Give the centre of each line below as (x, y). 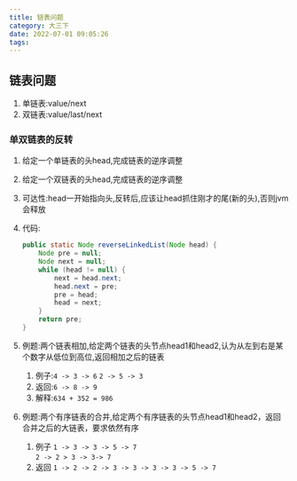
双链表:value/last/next (62, 114)
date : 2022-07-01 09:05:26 (59, 34)
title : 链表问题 (36, 17)
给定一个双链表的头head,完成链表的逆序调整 (102, 179)
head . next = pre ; (86, 286)
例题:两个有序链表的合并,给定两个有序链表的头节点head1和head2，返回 (152, 416)
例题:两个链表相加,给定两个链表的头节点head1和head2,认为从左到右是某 (152, 345)
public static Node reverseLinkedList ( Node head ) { (119, 245)
